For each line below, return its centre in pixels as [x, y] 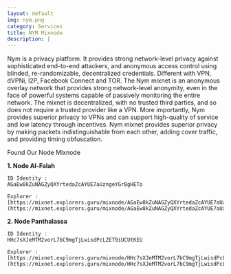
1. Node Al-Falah [31, 166]
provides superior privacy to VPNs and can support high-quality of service [113, 117]
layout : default [30, 13]
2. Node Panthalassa [37, 222]
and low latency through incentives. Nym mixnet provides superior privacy [112, 125]
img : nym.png [26, 20]
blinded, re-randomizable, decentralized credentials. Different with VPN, [109, 74]
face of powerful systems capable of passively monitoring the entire [104, 95]
